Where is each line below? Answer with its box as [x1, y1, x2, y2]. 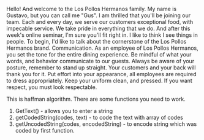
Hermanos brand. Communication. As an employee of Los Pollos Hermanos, [6, 44, 198, 52]
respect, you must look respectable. [6, 84, 97, 91]
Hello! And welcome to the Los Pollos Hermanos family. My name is [6, 6, 176, 12]
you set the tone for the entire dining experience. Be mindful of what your [6, 51, 192, 58]
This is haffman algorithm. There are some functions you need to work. [6, 95, 186, 103]
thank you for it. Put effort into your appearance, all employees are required [6, 71, 197, 77]
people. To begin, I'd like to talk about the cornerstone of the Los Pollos [6, 38, 187, 45]
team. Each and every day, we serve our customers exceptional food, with [6, 18, 194, 25]
